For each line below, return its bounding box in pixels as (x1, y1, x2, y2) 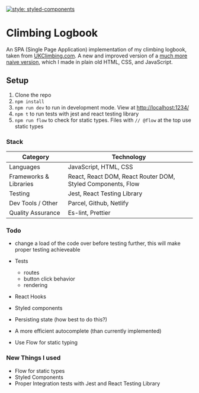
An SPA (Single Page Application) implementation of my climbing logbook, (6, 46, 187, 53)
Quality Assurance (9, 209, 60, 217)
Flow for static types (14, 367, 65, 374)
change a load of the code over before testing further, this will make (14, 240, 181, 247)
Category (22, 153, 49, 161)
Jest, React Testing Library (68, 189, 143, 198)
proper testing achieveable (14, 246, 81, 253)
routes (23, 269, 40, 276)
